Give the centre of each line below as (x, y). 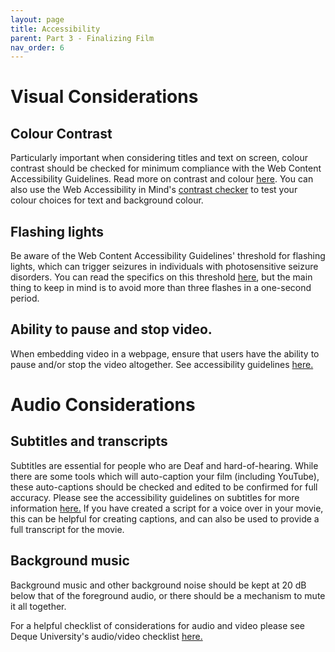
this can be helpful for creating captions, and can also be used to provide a (165, 518)
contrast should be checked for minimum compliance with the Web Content (166, 168)
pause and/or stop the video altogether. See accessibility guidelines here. (162, 364)
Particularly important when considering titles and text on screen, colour (159, 158)
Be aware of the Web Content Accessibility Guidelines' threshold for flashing (168, 256)
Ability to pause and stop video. (111, 329)
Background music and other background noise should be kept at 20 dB (158, 585)
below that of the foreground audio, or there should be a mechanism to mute (168, 595)
